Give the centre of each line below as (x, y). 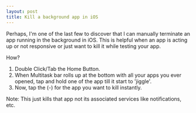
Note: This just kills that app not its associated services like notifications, (94, 99)
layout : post (22, 11)
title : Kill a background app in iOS (52, 17)
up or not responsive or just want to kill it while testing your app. (84, 46)
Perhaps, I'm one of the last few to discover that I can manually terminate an (98, 33)
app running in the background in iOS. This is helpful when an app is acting (97, 40)
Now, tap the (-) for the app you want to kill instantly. (78, 87)
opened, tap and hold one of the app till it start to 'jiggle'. (83, 81)
